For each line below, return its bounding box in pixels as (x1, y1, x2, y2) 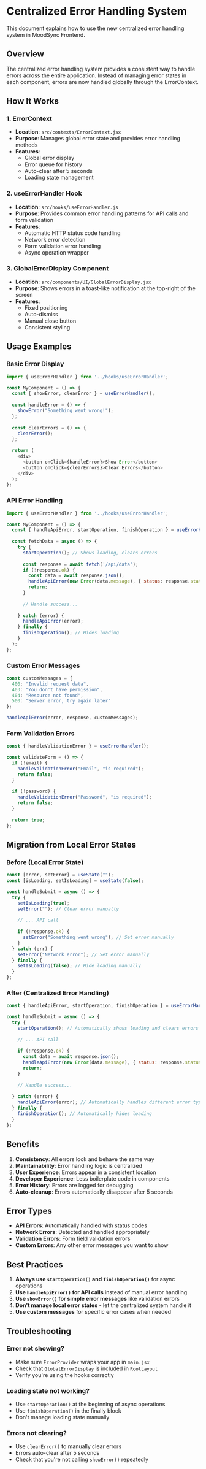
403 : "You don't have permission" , (12, 686, 103, 692)
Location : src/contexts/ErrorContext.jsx (15, 128, 121, 136)
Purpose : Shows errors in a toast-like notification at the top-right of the (15, 285, 196, 292)
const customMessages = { (6, 675, 72, 681)
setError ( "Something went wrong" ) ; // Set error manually (22, 934, 174, 941)
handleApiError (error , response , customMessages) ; (6, 715, 139, 721)
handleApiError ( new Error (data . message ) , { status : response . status (22, 1059, 202, 1065)
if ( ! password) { (12, 788, 56, 795)
